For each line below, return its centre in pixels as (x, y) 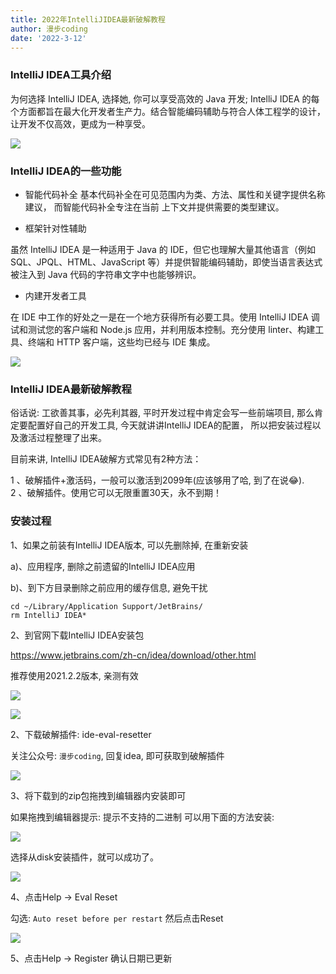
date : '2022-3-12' (48, 38)
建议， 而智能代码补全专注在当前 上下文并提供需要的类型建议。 (154, 207)
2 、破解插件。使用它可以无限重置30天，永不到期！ (116, 493)
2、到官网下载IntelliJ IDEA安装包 (77, 635)
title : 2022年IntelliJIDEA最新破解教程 (88, 19)
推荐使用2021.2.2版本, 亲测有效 (74, 675)
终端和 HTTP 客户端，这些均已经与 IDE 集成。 (121, 342)
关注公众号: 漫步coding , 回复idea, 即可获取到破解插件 (117, 755)
